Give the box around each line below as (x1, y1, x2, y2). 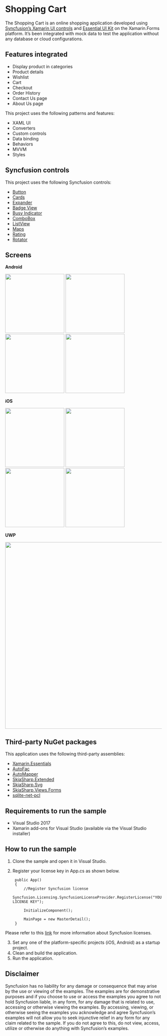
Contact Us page (12, 95, 47, 101)
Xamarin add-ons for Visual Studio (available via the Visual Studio (12, 825, 147, 831)
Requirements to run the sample (5, 806, 107, 815)
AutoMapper (12, 771, 38, 777)
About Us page (12, 101, 44, 107)
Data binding (12, 135, 39, 141)
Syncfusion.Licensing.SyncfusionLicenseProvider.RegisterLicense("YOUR (12, 895, 164, 900)
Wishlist (12, 74, 29, 80)
